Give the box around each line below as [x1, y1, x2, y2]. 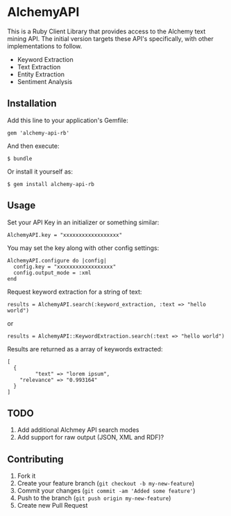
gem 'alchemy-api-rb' [7, 129, 70, 136]
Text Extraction [17, 63, 61, 71]
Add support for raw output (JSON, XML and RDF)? [17, 433, 164, 442]
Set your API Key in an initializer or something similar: [7, 218, 160, 226]
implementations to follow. [7, 42, 83, 50]
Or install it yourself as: [7, 167, 73, 176]
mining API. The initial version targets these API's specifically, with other [7, 34, 214, 42]
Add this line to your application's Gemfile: [7, 116, 128, 124]
